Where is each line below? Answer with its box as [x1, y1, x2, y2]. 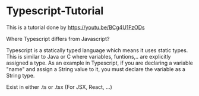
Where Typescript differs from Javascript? [6, 35, 110, 42]
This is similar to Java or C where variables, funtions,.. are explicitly [6, 53, 171, 60]
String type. [6, 72, 35, 79]
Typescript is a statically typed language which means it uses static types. [6, 46, 188, 54]
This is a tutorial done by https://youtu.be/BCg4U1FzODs [6, 24, 146, 31]
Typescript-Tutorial [6, 4, 104, 18]
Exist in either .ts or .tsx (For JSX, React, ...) [6, 83, 113, 90]
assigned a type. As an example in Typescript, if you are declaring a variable [6, 59, 193, 66]
